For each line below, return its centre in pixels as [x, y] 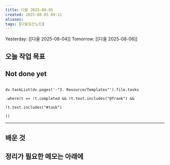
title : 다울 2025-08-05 [29, 10]
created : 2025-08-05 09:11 [34, 15]
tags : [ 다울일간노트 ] [25, 24]
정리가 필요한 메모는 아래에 [44, 157]
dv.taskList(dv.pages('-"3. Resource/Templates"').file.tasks [72, 90]
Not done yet [26, 74]
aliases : [14, 19]
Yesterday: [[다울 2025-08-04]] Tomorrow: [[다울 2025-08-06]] [71, 39]
